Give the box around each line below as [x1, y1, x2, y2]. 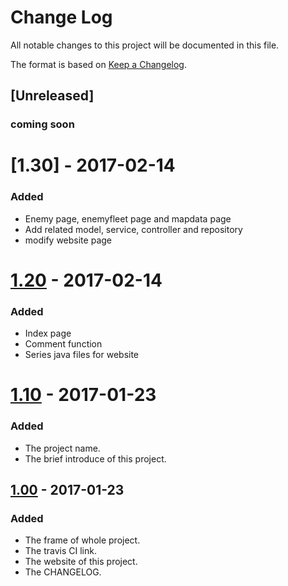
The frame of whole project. [24, 534, 141, 546]
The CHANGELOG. [24, 566, 102, 578]
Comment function [24, 338, 103, 350]
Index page [24, 327, 72, 340]
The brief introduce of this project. [24, 452, 167, 465]
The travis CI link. [24, 545, 97, 557]
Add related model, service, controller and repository [24, 223, 243, 235]
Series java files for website [24, 349, 140, 361]
